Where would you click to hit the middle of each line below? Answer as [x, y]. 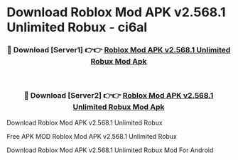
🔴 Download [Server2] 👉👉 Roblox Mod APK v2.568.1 [119, 96]
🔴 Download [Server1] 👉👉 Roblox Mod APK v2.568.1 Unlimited [119, 50]
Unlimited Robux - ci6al [77, 27]
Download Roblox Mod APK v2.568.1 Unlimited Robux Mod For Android [110, 150]
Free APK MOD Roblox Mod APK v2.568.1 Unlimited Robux [92, 136]
